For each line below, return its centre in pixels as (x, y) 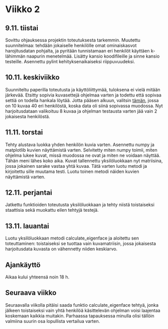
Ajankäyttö (23, 265)
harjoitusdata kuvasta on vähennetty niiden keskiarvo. (61, 249)
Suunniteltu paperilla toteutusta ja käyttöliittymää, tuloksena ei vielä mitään (83, 89)
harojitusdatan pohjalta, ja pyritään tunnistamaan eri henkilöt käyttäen (77, 51)
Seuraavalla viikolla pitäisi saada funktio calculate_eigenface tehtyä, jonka (82, 305)
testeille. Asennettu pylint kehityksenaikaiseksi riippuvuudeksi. (70, 61)
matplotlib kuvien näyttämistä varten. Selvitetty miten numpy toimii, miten (81, 150)
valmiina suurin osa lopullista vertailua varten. (53, 321)
